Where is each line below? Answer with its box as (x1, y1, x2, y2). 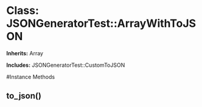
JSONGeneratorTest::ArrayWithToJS (6, 16, 197, 30)
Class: (6, 4, 40, 18)
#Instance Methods (6, 73, 55, 80)
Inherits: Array (6, 49, 44, 57)
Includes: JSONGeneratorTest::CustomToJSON (6, 61, 125, 69)
